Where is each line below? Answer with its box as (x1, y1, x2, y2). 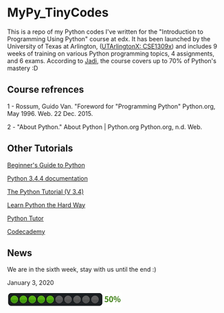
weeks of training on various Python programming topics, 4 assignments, (7, 49, 215, 58)
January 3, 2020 (7, 279, 54, 287)
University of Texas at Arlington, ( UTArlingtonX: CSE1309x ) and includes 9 (7, 42, 218, 50)
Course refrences (7, 84, 85, 95)
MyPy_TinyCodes (7, 5, 109, 21)
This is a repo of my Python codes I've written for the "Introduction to (7, 27, 204, 36)
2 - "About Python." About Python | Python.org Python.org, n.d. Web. (7, 122, 203, 131)
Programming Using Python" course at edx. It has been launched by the (7, 34, 211, 43)
